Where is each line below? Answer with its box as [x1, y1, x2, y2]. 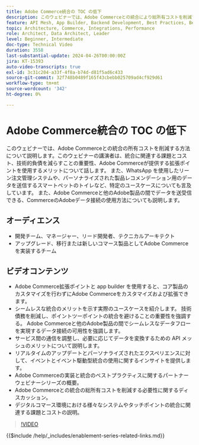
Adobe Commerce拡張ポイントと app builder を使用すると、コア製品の [14, 283, 188, 290]
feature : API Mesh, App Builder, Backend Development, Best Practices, [6, 20, 187, 25]
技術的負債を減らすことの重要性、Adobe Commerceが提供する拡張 [16, 159, 181, 167]
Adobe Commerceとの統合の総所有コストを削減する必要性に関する [14, 386, 179, 394]
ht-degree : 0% [6, 91, 41, 97]
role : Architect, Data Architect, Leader [6, 31, 110, 37]
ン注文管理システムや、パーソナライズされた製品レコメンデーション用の [6, 174, 182, 181]
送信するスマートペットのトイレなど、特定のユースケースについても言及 [16, 181, 192, 188]
